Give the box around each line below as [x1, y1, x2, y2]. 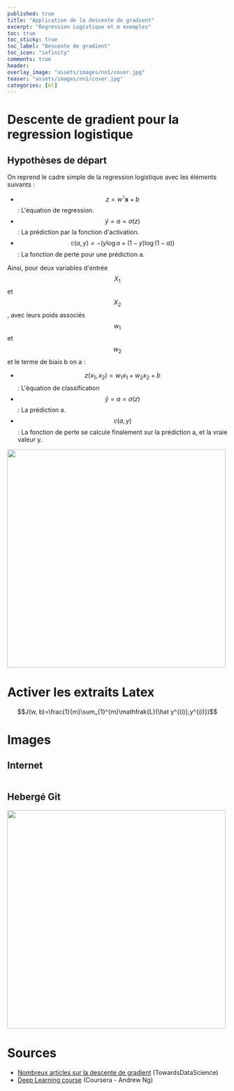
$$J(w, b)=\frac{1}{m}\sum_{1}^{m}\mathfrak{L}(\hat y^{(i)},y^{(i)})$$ [17, 707, 218, 716]
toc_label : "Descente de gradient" [7, 43, 111, 50]
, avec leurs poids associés [7, 310, 85, 319]
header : [7, 62, 30, 69]
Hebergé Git [7, 791, 61, 803]
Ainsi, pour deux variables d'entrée [7, 263, 108, 272]
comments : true [7, 56, 52, 63]
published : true [7, 10, 54, 17]
